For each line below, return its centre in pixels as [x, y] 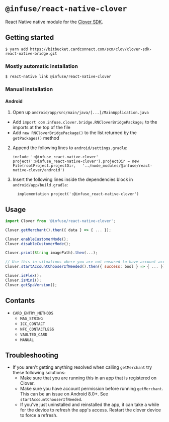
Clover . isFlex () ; [23, 276]
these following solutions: [39, 373]
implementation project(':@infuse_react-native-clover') [78, 194]
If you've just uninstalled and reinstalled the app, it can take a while [90, 405]
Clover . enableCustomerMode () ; [37, 239]
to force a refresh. [39, 415]
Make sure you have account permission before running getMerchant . [92, 389]
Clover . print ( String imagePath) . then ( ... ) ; [52, 253]
